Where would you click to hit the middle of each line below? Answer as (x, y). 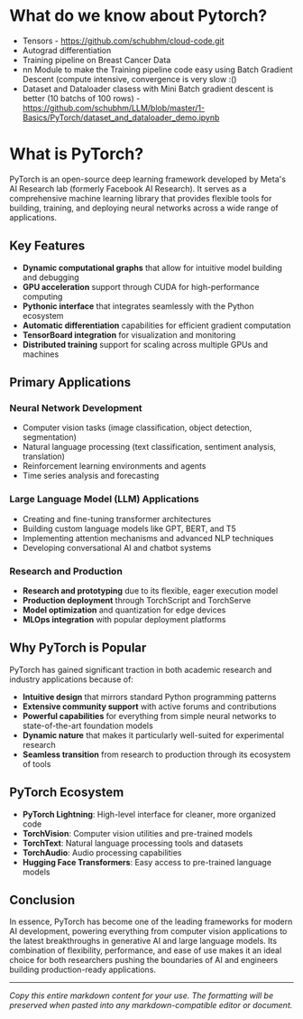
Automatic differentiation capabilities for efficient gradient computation (156, 325)
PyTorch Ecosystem (67, 793)
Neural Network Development (76, 408)
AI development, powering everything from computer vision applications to (148, 931)
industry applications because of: (71, 679)
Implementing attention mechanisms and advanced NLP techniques (148, 538)
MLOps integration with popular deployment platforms (124, 619)
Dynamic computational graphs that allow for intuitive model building (152, 267)
